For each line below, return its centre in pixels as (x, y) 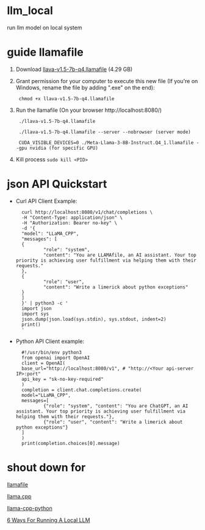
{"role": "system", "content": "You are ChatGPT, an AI (116, 406)
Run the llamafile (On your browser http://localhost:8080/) (89, 110)
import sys (35, 314)
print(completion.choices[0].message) (71, 443)
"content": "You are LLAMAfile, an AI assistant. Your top (120, 255)
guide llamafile (45, 52)
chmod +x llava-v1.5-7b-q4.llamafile (67, 98)
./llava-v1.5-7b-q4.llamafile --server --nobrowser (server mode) (105, 132)
